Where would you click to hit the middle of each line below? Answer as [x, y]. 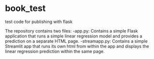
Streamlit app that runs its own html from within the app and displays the [77, 46]
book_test [25, 8]
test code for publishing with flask [39, 22]
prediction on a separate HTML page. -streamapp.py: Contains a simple [77, 41]
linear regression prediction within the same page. [55, 51]
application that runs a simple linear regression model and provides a [74, 36]
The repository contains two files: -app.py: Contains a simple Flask [71, 31]
